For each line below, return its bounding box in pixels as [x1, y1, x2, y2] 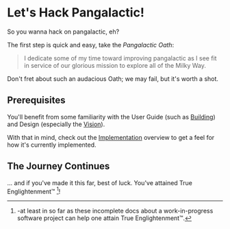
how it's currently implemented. [7, 141, 97, 149]
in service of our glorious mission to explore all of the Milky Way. [23, 61, 207, 69]
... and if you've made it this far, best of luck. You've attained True [7, 178, 193, 186]
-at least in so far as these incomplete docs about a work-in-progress [16, 207, 214, 215]
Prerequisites [7, 95, 66, 106]
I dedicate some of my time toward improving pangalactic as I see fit [23, 53, 217, 62]
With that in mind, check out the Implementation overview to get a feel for [7, 133, 215, 141]
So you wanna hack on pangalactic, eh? [7, 27, 120, 36]
